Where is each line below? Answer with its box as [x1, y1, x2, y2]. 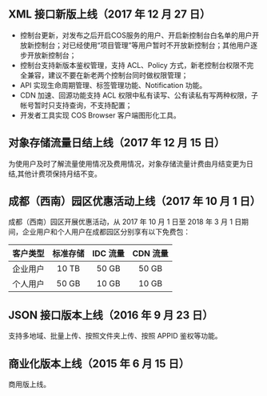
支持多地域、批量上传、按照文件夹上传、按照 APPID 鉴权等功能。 [8, 331, 222, 341]
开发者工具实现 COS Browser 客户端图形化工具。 [19, 110, 181, 120]
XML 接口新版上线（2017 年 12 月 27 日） [8, 7, 211, 22]
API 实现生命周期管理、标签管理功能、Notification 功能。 [19, 80, 207, 90]
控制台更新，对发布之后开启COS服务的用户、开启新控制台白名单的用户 [19, 30, 253, 40]
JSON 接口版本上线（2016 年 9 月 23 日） [8, 308, 213, 322]
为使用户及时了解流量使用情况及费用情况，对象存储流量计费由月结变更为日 [8, 158, 253, 168]
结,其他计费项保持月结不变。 [8, 169, 102, 178]
